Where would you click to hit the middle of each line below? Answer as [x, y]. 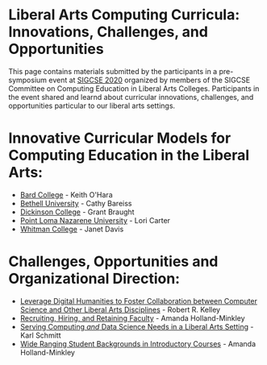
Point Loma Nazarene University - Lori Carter [95, 220]
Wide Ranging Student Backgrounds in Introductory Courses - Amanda [138, 343]
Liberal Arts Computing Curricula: [124, 15]
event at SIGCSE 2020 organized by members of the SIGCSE [149, 80]
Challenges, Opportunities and [113, 261]
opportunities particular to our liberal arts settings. [92, 106]
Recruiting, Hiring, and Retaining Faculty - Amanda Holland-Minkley [132, 318]
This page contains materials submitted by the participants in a [113, 71]
